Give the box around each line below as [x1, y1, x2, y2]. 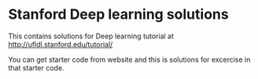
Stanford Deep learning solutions [8, 5, 230, 23]
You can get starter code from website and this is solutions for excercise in [8, 55, 251, 64]
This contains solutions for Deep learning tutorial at [8, 31, 175, 41]
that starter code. [8, 63, 64, 72]
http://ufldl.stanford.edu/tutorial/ [8, 39, 113, 48]
